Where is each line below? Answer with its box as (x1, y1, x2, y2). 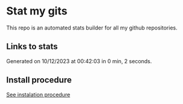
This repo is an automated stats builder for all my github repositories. (6, 24, 178, 31)
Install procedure (6, 75, 72, 85)
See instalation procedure (6, 91, 71, 98)
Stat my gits (6, 4, 68, 18)
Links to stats (6, 41, 58, 52)
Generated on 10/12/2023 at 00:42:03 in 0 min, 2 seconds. (6, 57, 152, 64)
